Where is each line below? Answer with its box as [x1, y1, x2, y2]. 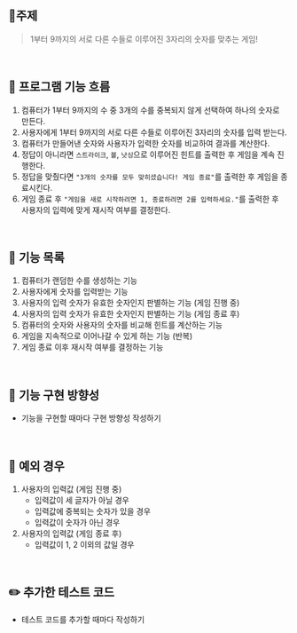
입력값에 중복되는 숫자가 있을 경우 [34, 506, 152, 517]
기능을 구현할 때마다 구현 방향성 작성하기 [20, 413, 161, 423]
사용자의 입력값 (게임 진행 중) [20, 484, 122, 495]
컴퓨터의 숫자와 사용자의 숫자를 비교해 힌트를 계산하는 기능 [20, 320, 223, 330]
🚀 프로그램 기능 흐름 [8, 79, 111, 95]
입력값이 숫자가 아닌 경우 [34, 518, 121, 528]
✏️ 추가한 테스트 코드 [8, 585, 115, 600]
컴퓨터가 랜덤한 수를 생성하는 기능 [20, 275, 138, 286]
